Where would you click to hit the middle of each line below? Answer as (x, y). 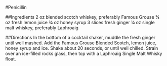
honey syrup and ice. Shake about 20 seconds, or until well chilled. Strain (82, 48)
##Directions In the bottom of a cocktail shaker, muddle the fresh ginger (80, 38)
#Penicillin (16, 7)
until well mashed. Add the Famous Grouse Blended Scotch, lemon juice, (81, 43)
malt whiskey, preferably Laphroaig (42, 28)
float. (11, 59)
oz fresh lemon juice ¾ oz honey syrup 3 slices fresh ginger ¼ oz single (80, 22)
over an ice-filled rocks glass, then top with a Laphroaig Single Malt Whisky (84, 53)
